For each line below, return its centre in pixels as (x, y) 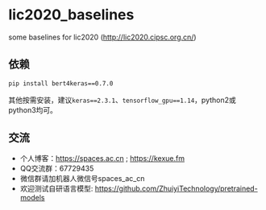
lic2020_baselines (71, 15)
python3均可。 (33, 109)
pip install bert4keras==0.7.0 (61, 83)
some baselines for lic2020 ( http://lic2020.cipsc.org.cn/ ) (102, 37)
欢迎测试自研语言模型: (56, 189)
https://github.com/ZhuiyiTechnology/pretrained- (176, 189)
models (32, 198)
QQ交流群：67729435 (57, 169)
